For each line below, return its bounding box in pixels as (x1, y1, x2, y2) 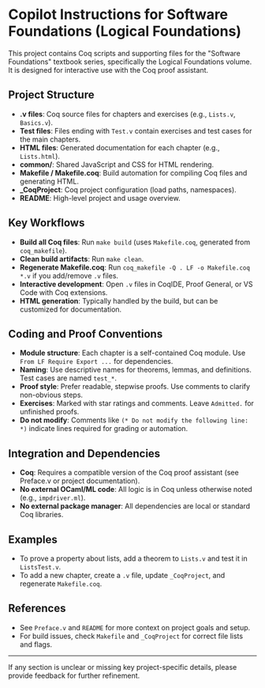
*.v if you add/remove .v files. (19, 270, 119, 280)
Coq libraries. (19, 510, 64, 520)
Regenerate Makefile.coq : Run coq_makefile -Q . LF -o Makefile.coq (19, 263, 251, 272)
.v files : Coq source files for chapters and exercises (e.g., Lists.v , (19, 109, 236, 119)
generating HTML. (19, 176, 79, 186)
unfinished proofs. (19, 407, 80, 417)
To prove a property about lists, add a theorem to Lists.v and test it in (19, 554, 248, 563)
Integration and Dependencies (8, 447, 161, 460)
